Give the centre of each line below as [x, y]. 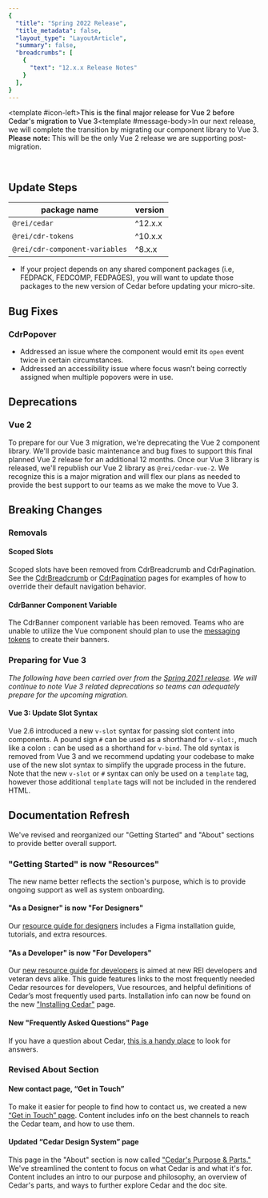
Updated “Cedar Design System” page [74, 1142]
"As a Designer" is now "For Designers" [76, 908]
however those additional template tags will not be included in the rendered [132, 781]
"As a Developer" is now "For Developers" [80, 952]
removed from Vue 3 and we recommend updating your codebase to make [131, 756]
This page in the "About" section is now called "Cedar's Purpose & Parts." [130, 1160]
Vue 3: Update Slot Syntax [53, 713]
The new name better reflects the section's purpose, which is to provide [127, 881]
